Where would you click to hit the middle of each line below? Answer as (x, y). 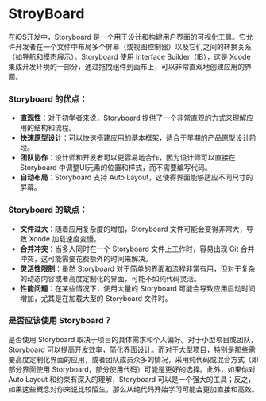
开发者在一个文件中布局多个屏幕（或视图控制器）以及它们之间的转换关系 (133, 46)
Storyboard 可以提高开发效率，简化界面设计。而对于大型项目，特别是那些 (128, 349)
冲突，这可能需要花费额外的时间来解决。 (86, 258)
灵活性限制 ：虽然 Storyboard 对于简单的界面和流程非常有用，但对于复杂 (137, 268)
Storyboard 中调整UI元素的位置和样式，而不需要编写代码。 (116, 168)
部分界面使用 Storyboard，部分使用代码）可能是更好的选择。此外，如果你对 (132, 369)
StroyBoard (46, 14)
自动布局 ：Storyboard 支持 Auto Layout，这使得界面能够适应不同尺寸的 (136, 177)
